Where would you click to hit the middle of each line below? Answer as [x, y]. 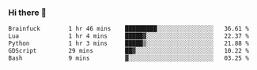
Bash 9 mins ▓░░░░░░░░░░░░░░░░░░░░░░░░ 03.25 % [128, 58]
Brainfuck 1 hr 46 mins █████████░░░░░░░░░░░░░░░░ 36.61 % [128, 29]
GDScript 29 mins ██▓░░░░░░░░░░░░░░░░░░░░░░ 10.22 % [128, 50]
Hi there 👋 [28, 13]
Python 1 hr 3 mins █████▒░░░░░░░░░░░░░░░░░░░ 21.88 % [128, 44]
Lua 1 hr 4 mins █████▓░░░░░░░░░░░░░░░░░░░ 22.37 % [128, 36]
